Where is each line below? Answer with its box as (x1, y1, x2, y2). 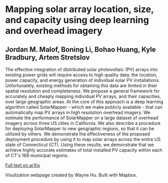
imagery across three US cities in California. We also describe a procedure (5, 120, 161, 126)
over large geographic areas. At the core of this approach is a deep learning (5, 99, 163, 105)
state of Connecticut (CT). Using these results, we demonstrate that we (5, 142, 154, 148)
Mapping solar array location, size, (5, 4, 154, 15)
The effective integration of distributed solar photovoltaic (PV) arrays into (5, 67, 158, 72)
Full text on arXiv (5, 162, 40, 168)
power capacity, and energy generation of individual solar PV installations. (5, 77, 160, 83)
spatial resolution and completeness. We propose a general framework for (5, 88, 160, 94)
